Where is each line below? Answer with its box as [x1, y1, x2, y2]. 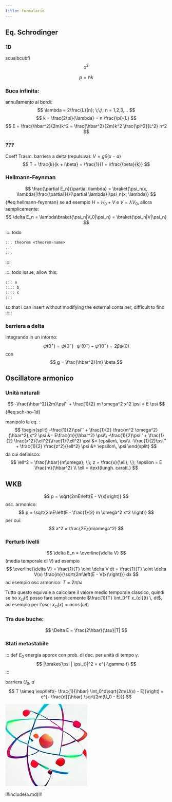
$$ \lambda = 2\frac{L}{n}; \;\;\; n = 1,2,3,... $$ [37, 107, 136, 113]
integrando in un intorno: [5, 334, 58, 340]
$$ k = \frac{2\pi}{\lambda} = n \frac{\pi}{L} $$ [35, 115, 137, 121]
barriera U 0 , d [5, 679, 35, 686]
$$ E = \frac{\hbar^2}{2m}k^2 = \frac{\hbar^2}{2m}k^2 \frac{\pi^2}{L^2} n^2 [5, 123, 167, 129]
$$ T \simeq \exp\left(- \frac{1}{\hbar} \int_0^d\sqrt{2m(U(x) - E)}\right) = [8, 688, 164, 695]
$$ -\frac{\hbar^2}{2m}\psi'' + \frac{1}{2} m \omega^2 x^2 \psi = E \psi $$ [7, 401, 165, 407]
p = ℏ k [79, 74, 93, 80]
